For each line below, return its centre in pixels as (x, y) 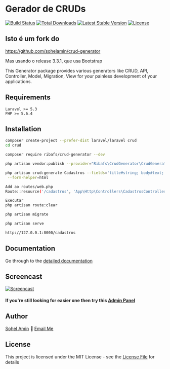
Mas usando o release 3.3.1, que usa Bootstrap (54, 61)
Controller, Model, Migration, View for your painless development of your (81, 76)
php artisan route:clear (31, 205)
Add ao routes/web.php (29, 187)
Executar (14, 201)
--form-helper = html (28, 177)
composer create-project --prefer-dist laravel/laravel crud (71, 141)
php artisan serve (25, 224)
